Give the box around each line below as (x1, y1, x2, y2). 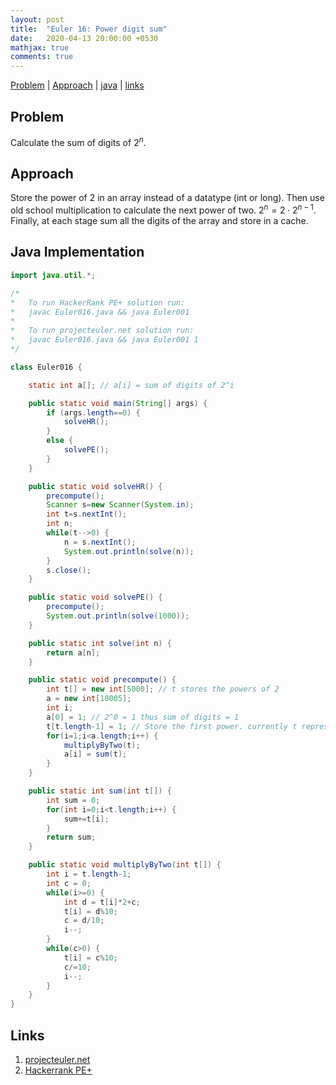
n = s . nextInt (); (63, 537, 137, 547)
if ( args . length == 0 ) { (46, 407, 141, 418)
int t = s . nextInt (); (46, 509, 128, 520)
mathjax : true (10, 42, 70, 53)
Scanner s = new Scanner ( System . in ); (46, 500, 195, 510)
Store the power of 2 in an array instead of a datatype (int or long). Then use (10, 192, 325, 204)
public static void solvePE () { (28, 592, 163, 603)
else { (46, 436, 74, 446)
